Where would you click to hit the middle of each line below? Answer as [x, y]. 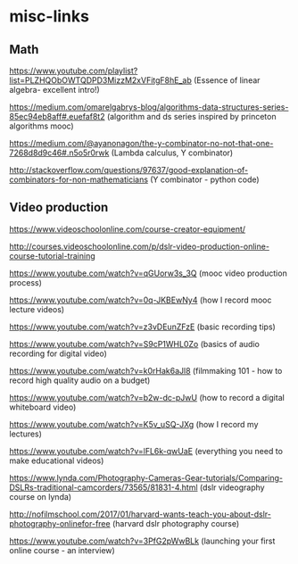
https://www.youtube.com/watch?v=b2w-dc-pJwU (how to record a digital [147, 397]
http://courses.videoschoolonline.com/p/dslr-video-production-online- [140, 246]
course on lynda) [41, 496]
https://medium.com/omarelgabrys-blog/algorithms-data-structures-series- [149, 107]
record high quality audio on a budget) [80, 380]
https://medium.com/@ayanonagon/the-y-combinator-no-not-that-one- [141, 143]
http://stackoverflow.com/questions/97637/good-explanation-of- [129, 170]
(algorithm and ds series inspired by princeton [191, 116]
